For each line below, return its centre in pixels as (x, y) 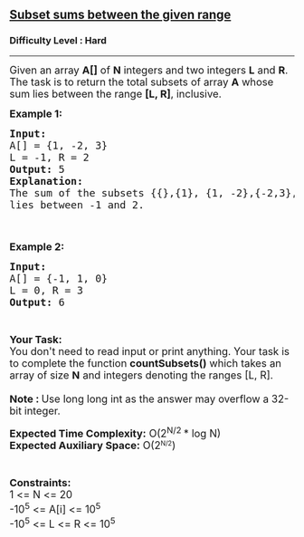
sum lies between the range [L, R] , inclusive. (115, 94)
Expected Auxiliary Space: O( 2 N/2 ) (93, 445)
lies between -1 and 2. (77, 205)
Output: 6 (37, 302)
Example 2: (37, 246)
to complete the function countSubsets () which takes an (146, 363)
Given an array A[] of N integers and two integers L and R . (149, 70)
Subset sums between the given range (120, 15)
